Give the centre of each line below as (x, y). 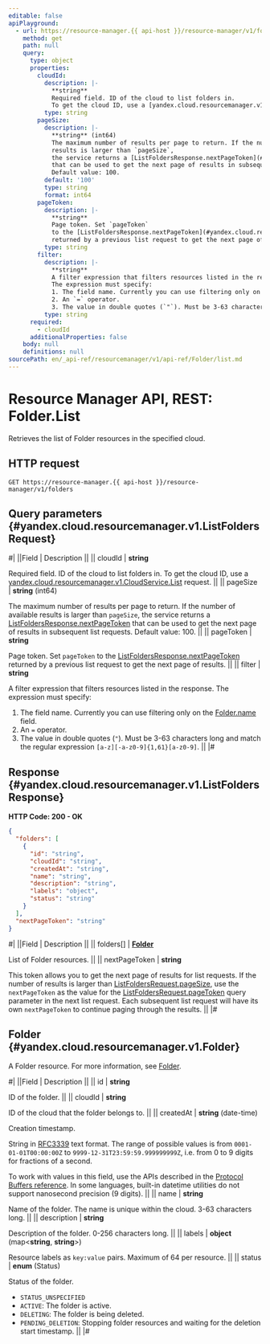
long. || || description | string (56, 1218)
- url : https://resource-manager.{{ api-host (93, 31)
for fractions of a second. (50, 1161)
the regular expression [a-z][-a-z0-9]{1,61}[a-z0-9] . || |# (117, 747)
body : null (41, 345)
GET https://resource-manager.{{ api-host (80, 482)
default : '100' (69, 180)
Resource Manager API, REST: (110, 399)
